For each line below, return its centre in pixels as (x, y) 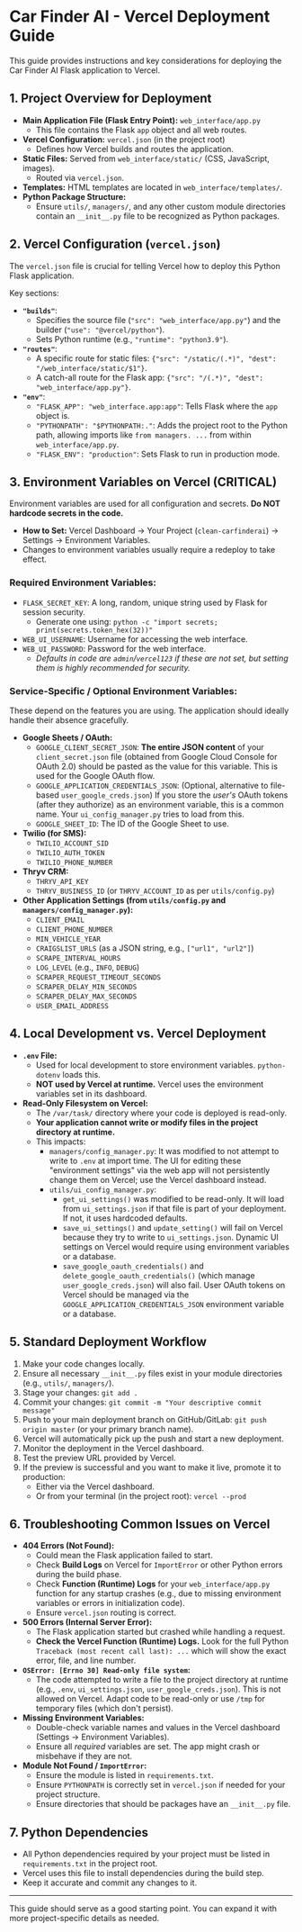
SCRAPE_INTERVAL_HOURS (78, 958)
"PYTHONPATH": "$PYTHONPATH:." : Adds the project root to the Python (161, 425)
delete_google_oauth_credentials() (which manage (159, 1275)
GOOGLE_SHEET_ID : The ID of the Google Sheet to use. (132, 823)
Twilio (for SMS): (54, 833)
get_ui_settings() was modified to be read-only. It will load (173, 1198)
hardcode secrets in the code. (67, 513)
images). (39, 167)
